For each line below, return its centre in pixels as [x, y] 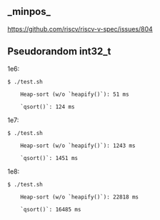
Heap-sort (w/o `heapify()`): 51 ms [75, 94]
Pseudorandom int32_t [59, 52]
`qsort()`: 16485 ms [51, 209]
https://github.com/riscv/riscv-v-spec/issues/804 [80, 29]
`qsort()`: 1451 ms [49, 158]
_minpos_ [29, 12]
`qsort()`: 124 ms [47, 106]
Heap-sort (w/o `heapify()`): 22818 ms [80, 197]
